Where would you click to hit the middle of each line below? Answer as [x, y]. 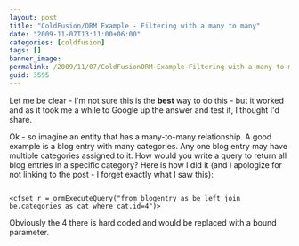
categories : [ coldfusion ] [57, 42]
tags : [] [25, 51]
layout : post [33, 17]
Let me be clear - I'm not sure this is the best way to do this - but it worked [147, 100]
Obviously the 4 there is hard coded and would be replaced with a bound [143, 222]
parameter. [29, 232]
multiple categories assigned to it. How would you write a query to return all [148, 155]
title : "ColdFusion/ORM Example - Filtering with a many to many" [135, 26]
